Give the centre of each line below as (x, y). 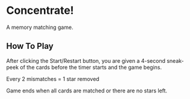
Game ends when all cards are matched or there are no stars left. (87, 91)
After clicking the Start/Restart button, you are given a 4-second (86, 60)
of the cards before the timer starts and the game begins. (91, 67)
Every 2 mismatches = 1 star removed (53, 78)
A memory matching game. (40, 27)
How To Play (30, 46)
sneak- (175, 60)
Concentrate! (40, 11)
